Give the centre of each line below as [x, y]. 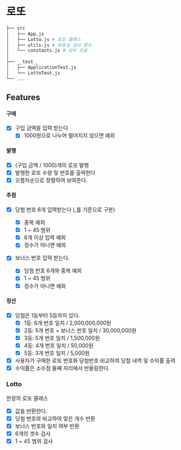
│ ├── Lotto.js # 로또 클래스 [44, 39]
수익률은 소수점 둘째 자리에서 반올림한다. [62, 368]
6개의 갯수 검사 [33, 433]
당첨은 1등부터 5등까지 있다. [47, 315]
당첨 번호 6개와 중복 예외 [53, 270]
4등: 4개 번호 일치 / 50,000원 [59, 346]
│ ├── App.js [25, 34]
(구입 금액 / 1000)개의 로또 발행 [52, 165]
